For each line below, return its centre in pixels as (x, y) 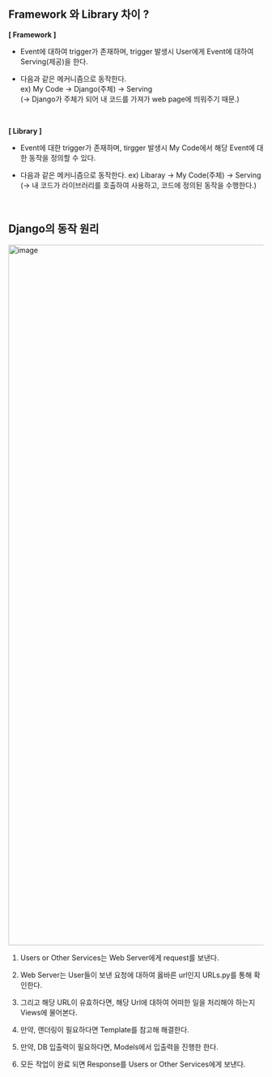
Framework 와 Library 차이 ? (79, 15)
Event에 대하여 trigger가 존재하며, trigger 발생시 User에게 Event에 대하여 (137, 51)
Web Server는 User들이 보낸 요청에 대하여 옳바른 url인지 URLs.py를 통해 (136, 975)
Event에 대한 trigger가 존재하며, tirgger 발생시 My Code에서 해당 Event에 (137, 148)
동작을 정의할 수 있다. (62, 157)
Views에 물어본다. (49, 1012)
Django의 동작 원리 (54, 229)
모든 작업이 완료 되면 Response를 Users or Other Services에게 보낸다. (133, 1064)
